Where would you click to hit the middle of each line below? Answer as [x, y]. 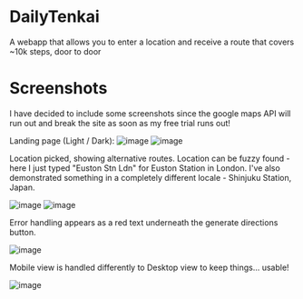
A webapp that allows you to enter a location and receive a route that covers [152, 42]
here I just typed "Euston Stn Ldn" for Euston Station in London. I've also [145, 168]
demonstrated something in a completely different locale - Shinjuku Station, [151, 177]
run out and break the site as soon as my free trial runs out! [120, 123]
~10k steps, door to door [55, 51]
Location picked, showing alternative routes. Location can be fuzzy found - [150, 158]
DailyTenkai [54, 17]
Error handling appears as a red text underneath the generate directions [144, 222]
